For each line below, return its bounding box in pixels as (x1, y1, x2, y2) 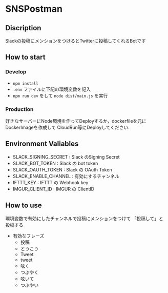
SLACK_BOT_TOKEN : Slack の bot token (12, 160, 98, 166)
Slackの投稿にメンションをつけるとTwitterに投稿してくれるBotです (5, 38, 146, 44)
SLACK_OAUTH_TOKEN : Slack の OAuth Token (12, 166, 112, 172)
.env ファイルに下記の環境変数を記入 (12, 86, 91, 92)
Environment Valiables (5, 140, 79, 148)
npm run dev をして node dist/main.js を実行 (12, 92, 108, 99)
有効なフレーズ (12, 232, 45, 239)
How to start (5, 53, 46, 62)
